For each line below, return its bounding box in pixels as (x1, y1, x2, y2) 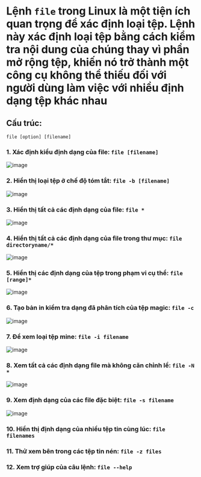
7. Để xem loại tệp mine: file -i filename (6, 332, 129, 341)
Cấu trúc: (6, 118, 42, 128)
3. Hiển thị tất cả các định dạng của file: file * (6, 205, 145, 213)
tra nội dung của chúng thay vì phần (6, 43, 190, 57)
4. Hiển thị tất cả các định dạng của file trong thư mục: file (6, 234, 182, 242)
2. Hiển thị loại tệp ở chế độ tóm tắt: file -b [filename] (6, 177, 170, 185)
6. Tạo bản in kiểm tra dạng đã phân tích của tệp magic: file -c (6, 303, 194, 312)
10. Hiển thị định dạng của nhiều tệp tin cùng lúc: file (6, 425, 165, 433)
